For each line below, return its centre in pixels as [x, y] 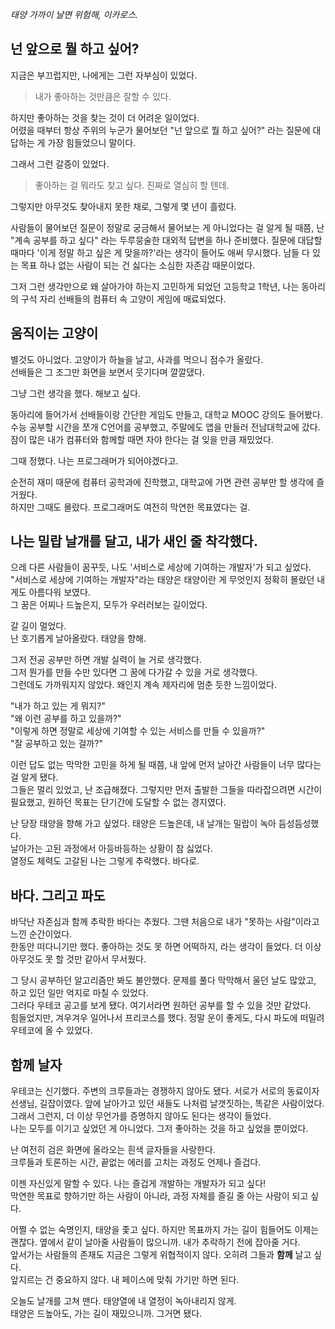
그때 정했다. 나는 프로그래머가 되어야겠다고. [94, 460]
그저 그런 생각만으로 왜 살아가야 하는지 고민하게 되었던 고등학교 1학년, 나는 [155, 286]
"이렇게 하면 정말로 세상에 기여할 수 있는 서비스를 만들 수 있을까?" [138, 731]
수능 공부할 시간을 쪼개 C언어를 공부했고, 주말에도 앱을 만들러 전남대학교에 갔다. [165, 427]
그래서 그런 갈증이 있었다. [60, 164]
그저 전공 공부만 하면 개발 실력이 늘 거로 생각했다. [106, 660]
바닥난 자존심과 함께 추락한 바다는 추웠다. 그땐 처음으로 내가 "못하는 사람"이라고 [165, 922]
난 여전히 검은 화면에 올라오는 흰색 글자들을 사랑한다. [113, 1150]
